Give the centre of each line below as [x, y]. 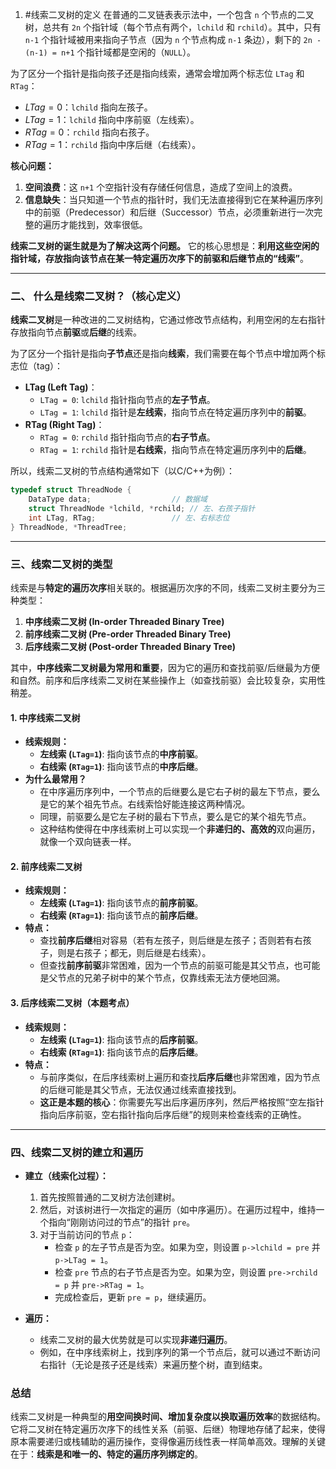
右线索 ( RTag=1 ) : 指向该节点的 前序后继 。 [121, 915]
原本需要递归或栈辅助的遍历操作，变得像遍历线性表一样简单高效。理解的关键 [168, 1442]
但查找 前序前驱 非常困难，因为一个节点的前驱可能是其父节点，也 [171, 965]
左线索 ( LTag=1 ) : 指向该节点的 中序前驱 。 [121, 754]
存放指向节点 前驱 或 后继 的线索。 [76, 332]
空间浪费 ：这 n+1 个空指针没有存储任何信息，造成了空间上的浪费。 [161, 187]
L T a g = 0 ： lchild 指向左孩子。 [88, 107]
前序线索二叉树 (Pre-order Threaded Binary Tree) [128, 634]
